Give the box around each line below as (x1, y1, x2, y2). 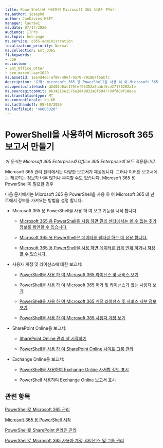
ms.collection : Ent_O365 (5, 48, 55, 53)
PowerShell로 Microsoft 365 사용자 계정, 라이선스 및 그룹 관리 (5, 437, 124, 443)
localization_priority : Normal (5, 43, 69, 48)
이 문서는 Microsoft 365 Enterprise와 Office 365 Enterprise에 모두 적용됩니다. (5, 158, 156, 164)
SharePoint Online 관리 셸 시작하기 (19, 336, 87, 341)
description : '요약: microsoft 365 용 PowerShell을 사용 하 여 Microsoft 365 (5, 79, 158, 84)
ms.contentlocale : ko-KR (5, 98, 55, 103)
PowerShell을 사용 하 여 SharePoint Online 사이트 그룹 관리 (19, 346, 134, 352)
